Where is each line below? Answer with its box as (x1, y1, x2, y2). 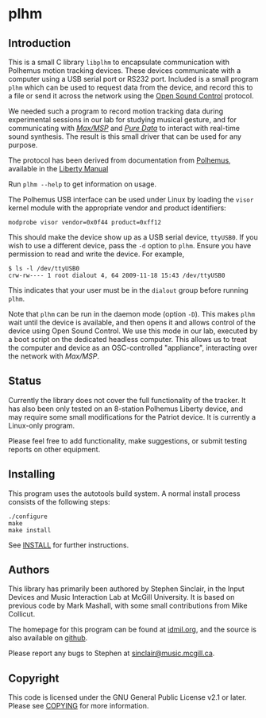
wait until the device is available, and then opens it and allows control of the (8, 318, 256, 327)
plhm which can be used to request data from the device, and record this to (8, 83, 253, 92)
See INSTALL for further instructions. (8, 540, 129, 550)
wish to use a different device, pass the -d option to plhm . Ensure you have (8, 241, 252, 250)
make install (8, 526, 52, 534)
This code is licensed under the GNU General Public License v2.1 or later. (8, 693, 247, 702)
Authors (8, 563, 50, 577)
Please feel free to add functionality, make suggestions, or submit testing (8, 436, 248, 445)
